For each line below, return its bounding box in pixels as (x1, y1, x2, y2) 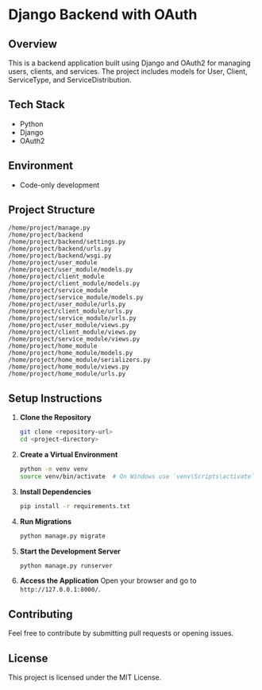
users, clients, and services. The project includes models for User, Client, (8, 67, 248, 76)
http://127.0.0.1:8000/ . (19, 584, 101, 594)
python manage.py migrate (19, 532, 106, 540)
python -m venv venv (19, 465, 88, 473)
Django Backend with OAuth (8, 6, 198, 24)
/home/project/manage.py (8, 224, 91, 232)
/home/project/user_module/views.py (8, 322, 129, 330)
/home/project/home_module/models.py (8, 349, 133, 357)
